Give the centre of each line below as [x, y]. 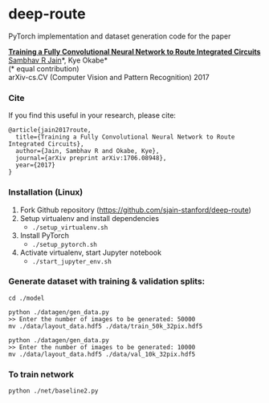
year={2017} [36, 165]
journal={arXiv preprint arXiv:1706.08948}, [91, 158]
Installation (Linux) [46, 192]
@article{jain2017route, [50, 130]
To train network [41, 374]
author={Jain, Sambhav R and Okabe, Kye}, [88, 151]
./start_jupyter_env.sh [72, 261]
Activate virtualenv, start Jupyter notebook [91, 252]
